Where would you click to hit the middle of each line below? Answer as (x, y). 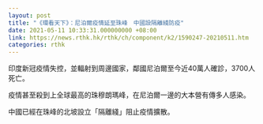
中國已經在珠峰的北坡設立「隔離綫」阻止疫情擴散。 (91, 112)
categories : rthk (37, 45)
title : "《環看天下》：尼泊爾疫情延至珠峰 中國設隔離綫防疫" (96, 23)
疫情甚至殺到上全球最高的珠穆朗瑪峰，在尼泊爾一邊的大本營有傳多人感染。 (129, 95)
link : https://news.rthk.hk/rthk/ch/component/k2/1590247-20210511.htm (128, 38)
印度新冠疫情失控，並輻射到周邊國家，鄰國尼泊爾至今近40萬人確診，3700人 (131, 69)
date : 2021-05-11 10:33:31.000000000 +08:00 (83, 30)
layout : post (30, 15)
